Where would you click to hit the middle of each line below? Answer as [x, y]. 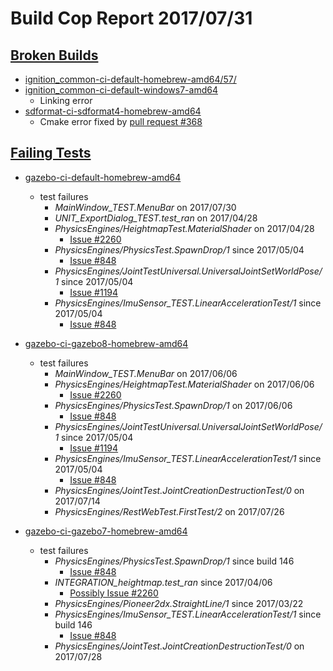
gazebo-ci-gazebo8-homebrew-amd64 [106, 343]
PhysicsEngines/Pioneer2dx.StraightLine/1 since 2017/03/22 [179, 603]
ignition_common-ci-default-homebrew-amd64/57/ [130, 79]
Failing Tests [51, 153]
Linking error [66, 100]
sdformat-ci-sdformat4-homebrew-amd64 [113, 111]
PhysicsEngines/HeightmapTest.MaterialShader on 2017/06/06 [184, 384]
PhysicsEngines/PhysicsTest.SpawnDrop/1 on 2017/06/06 [173, 405]
